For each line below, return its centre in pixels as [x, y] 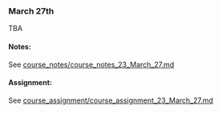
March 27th [31, 11]
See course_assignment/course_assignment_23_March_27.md [111, 100]
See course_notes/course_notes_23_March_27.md [91, 64]
